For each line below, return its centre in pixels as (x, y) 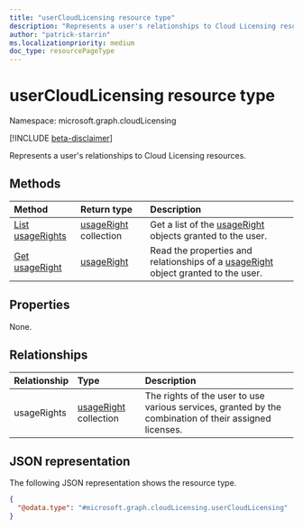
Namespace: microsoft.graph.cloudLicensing (93, 121)
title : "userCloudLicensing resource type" (92, 18)
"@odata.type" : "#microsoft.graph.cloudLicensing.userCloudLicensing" (153, 508)
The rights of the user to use (205, 396)
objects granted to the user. (209, 235)
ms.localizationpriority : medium (72, 43)
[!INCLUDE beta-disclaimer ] (61, 138)
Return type (107, 209)
